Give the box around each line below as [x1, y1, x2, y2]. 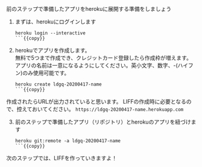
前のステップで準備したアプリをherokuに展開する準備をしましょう [6, 5, 172, 12]
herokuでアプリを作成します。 [14, 47, 90, 54]
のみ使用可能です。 [22, 69, 70, 77]
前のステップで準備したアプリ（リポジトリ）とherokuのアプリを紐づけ [14, 118, 191, 125]
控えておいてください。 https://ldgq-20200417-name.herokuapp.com [16, 106, 184, 113]
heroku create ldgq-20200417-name [14, 81, 102, 87]
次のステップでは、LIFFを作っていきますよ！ [6, 154, 118, 162]
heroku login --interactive [14, 30, 86, 36]
